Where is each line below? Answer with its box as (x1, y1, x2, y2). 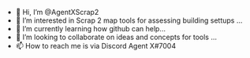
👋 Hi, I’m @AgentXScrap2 (15, 8, 99, 16)
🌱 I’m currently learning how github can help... (15, 24, 166, 33)
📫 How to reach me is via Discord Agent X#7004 (15, 42, 176, 50)
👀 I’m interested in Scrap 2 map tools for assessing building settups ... (15, 16, 243, 25)
